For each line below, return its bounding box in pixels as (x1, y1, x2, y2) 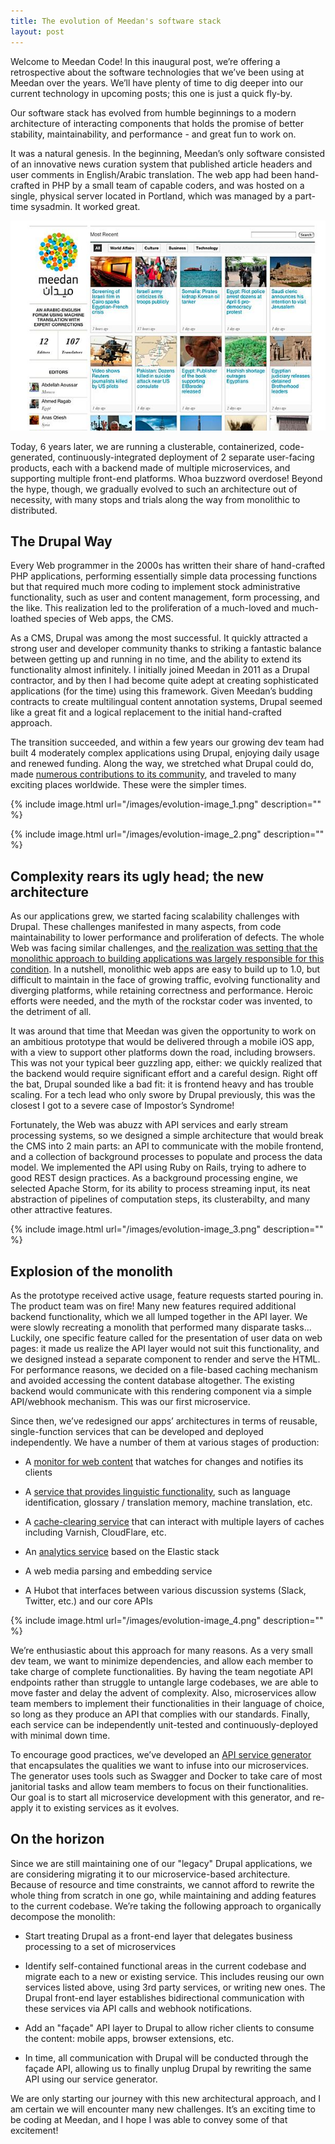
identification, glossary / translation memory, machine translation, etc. (24, 1496, 313, 1508)
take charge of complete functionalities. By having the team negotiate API (10, 1665, 314, 1677)
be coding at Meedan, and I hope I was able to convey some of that (10, 2113, 288, 2125)
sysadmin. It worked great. (30, 200, 141, 212)
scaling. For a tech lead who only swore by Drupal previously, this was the (10, 1089, 316, 1101)
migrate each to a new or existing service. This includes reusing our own (24, 1970, 325, 1982)
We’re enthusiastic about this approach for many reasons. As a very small (10, 1644, 313, 1656)
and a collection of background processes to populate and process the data (10, 1151, 323, 1163)
